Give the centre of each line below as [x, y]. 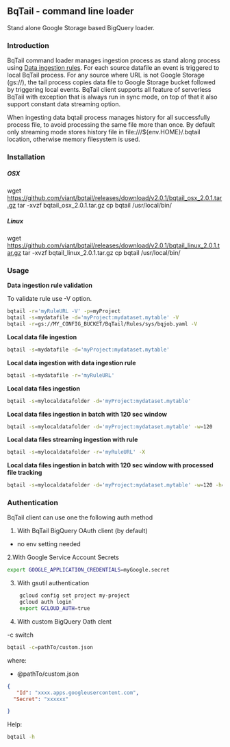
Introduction [28, 45]
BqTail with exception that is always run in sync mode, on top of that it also [112, 97]
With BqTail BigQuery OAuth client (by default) [82, 531]
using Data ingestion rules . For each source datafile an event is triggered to [113, 68]
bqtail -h [21, 737]
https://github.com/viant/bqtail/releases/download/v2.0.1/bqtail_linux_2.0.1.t [114, 245]
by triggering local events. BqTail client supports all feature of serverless [109, 90]
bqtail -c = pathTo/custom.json [50, 647]
